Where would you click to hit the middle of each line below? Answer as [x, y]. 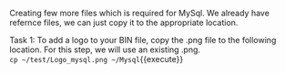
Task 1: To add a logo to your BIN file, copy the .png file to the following [143, 40]
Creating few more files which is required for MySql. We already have [140, 13]
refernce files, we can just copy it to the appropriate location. [124, 23]
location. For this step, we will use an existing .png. [105, 50]
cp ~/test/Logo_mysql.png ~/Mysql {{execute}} [97, 59]
